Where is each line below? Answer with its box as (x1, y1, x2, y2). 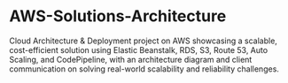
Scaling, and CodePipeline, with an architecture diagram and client (9, 54, 253, 64)
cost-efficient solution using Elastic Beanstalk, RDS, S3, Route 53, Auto (9, 44, 269, 55)
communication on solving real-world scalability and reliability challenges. (9, 64, 279, 74)
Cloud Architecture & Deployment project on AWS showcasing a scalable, (9, 35, 277, 46)
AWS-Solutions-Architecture (9, 6, 227, 26)
